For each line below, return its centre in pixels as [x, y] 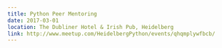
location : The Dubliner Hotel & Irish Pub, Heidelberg [91, 27]
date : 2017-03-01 [33, 20]
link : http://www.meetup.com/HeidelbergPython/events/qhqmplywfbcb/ [111, 34]
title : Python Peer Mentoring [52, 14]
